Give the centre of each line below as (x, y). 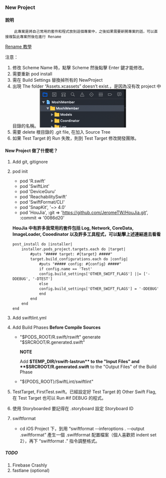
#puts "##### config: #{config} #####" (80, 264)
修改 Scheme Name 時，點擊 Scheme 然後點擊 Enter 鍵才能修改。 (80, 68)
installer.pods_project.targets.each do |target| (74, 249)
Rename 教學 (19, 47)
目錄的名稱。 (25, 126)
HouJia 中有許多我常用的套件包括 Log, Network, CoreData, (73, 228)
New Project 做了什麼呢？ (31, 151)
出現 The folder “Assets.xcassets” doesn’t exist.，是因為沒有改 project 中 (86, 86)
